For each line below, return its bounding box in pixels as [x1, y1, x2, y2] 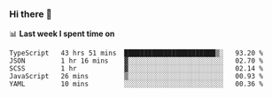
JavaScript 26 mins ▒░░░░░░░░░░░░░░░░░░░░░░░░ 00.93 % [9, 72, 264, 81]
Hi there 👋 [9, 8, 53, 20]
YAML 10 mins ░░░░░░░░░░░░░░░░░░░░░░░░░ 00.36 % [9, 79, 264, 89]
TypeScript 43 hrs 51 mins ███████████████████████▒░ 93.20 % [9, 48, 264, 58]
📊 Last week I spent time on [9, 28, 115, 39]
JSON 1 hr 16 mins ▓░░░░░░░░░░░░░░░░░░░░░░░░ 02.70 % [9, 56, 264, 65]
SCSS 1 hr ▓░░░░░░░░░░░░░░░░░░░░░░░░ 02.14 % [9, 64, 264, 73]
